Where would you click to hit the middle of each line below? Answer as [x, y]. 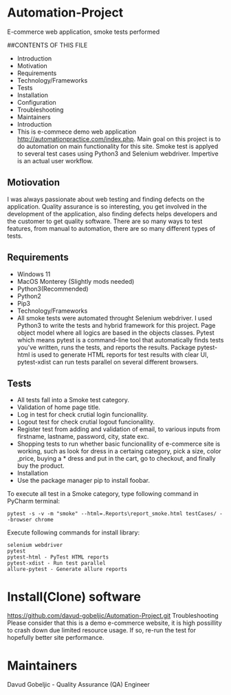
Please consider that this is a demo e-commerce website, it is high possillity [114, 623]
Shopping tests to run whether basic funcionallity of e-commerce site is [119, 444]
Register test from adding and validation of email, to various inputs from [119, 429]
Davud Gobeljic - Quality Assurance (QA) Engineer [78, 685]
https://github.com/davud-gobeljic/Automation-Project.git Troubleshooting [113, 616]
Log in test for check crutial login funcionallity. [82, 415]
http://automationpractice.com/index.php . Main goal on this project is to [119, 138]
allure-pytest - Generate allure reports [67, 570]
